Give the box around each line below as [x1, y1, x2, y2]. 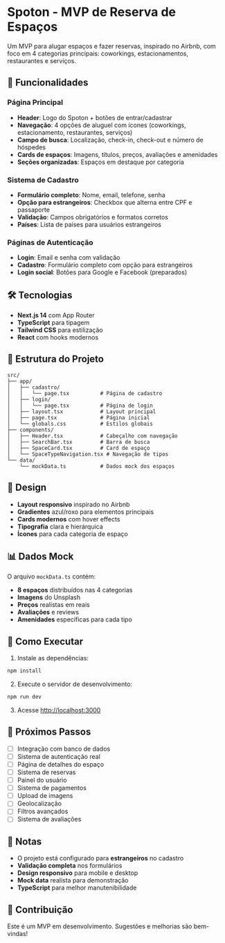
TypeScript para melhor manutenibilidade [17, 883, 137, 892]
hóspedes [17, 143, 46, 151]
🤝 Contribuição [7, 903, 73, 915]
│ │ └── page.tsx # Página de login [7, 402, 154, 409]
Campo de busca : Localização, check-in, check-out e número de [17, 135, 204, 144]
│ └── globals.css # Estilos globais [7, 420, 154, 427]
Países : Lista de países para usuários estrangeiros [17, 220, 161, 228]
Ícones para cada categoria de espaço [17, 529, 128, 538]
